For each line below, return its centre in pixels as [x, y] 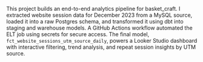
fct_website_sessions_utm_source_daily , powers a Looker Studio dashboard [102, 41]
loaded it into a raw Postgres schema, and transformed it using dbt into [95, 21]
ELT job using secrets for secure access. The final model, [78, 34]
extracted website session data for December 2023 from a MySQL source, [99, 15]
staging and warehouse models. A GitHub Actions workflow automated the [99, 28]
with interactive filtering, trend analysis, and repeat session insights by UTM [101, 47]
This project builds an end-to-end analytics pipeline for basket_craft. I [93, 9]
